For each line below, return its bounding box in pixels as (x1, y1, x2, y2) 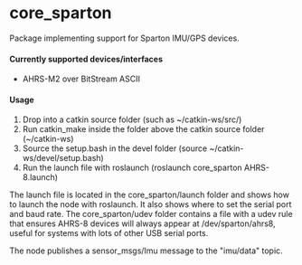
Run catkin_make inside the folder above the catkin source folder (22, 124, 265, 135)
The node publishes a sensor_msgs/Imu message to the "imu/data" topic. (9, 245, 283, 256)
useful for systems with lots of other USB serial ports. (9, 228, 209, 239)
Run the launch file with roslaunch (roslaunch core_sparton (22, 162, 242, 174)
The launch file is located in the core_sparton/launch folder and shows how (9, 189, 289, 201)
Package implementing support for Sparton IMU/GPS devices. (9, 33, 240, 43)
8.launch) (22, 172, 59, 183)
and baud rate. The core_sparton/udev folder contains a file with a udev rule (9, 209, 293, 220)
